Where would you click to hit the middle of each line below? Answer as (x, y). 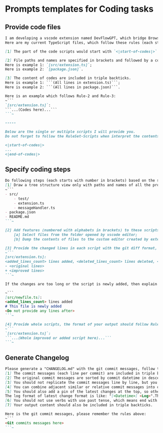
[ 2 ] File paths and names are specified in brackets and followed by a (79, 60)
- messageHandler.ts (34, 208)
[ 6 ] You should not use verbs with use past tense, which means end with (81, 401)
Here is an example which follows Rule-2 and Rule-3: (61, 96)
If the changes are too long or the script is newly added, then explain (81, 284)
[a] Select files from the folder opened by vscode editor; (76, 235)
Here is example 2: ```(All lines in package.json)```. (63, 87)
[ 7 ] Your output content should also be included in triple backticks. (79, 405)
